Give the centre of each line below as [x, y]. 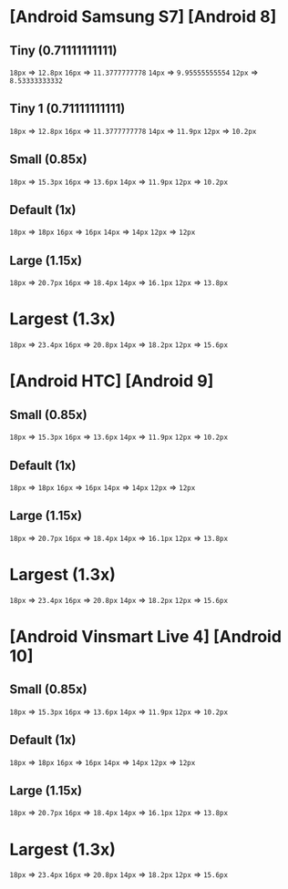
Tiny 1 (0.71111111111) [67, 109]
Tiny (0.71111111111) [63, 51]
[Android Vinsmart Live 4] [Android [146, 636]
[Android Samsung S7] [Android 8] [143, 17]
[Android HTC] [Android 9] [112, 381]
